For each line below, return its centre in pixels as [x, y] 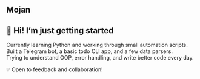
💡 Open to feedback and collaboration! [55, 69]
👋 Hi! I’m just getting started [60, 30]
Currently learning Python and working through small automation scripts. [97, 45]
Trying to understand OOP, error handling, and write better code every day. [100, 58]
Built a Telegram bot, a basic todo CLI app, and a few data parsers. [89, 51]
